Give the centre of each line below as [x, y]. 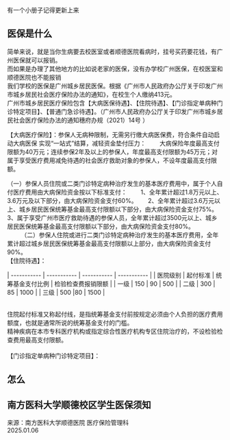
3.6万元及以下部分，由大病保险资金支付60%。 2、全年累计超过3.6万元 [111, 200]
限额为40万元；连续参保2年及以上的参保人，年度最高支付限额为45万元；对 [112, 151]
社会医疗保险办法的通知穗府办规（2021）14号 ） [81, 120]
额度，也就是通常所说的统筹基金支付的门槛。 [70, 322]
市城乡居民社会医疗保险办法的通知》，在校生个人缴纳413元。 [92, 94]
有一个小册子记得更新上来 [43, 10]
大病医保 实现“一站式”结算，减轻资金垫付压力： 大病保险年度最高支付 [116, 143]
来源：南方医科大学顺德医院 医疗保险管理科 [68, 423]
